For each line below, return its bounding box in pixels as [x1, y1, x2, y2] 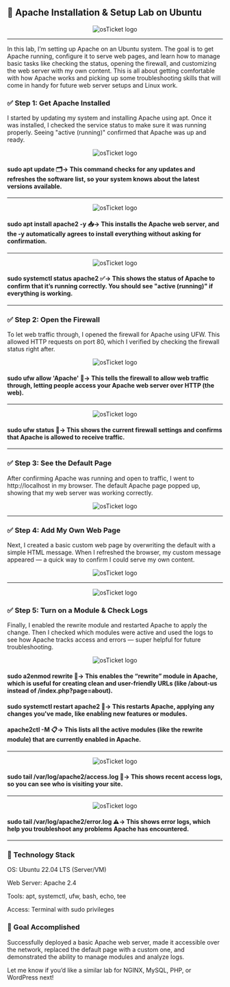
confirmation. [7, 237, 47, 245]
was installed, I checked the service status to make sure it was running [7, 121, 207, 129]
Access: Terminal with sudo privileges [7, 905, 114, 914]
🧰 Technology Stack [7, 850, 75, 860]
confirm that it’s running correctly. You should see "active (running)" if [7, 282, 214, 290]
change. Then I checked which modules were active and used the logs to [7, 628, 214, 637]
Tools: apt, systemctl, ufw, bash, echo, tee [7, 892, 127, 901]
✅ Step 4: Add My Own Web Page [7, 525, 121, 535]
